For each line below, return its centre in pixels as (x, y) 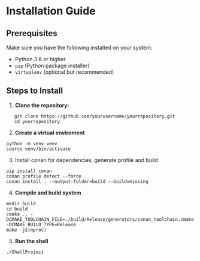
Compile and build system (48, 193)
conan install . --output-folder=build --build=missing (77, 181)
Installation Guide (51, 11)
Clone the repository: (42, 105)
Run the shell (31, 241)
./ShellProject (25, 252)
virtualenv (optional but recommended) (64, 72)
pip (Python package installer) (52, 65)
